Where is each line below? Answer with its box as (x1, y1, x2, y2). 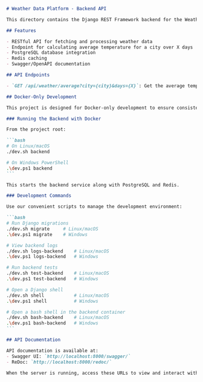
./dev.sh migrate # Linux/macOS (6, 226, 98, 232)
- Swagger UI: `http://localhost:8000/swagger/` (6, 353, 131, 360)
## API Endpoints (6, 72, 50, 78)
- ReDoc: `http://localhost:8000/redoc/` (6, 359, 112, 365)
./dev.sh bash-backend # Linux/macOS (6, 315, 110, 321)
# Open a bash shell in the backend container (6, 309, 126, 315)
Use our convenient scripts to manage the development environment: (6, 203, 182, 210)
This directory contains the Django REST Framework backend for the (6, 16, 182, 22)
